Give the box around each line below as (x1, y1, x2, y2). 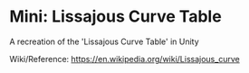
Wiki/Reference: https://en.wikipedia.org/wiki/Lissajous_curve (9, 53, 240, 64)
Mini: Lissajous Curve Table (9, 6, 222, 27)
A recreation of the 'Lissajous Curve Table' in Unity (9, 36, 199, 47)
